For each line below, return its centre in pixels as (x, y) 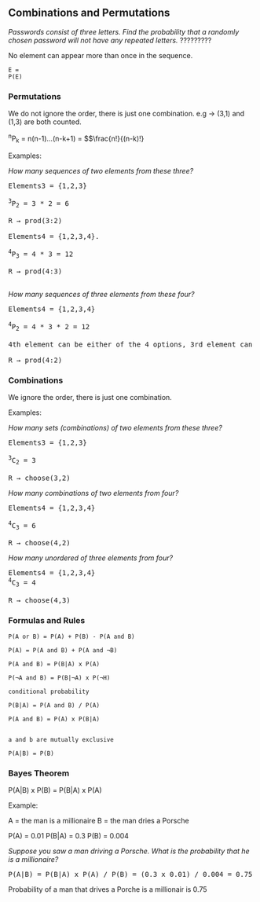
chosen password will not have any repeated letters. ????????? (110, 40)
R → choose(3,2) (39, 478)
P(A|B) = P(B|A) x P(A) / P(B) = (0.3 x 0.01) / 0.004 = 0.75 (130, 874)
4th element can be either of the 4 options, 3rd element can (130, 344)
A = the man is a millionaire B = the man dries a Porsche (99, 821)
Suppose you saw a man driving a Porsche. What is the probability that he (129, 851)
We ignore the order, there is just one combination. (90, 398)
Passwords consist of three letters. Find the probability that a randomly (124, 31)
